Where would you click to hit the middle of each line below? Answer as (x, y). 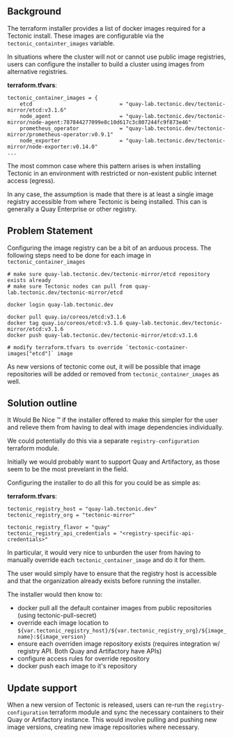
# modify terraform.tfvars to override (65, 347)
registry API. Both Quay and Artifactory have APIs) (89, 651)
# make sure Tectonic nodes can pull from (70, 286)
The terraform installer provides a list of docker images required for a (106, 28)
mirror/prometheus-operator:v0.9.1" (60, 134)
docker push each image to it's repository (77, 666)
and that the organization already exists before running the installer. (104, 581)
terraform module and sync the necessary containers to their (137, 712)
